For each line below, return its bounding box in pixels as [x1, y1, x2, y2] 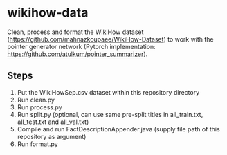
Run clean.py [17, 95, 55, 104]
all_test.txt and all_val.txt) [17, 118, 89, 126]
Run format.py [17, 140, 58, 148]
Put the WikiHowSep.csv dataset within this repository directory [17, 88, 200, 96]
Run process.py [17, 102, 62, 111]
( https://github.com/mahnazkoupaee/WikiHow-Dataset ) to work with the [7, 35, 214, 43]
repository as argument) [17, 132, 87, 140]
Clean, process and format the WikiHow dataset [7, 28, 144, 36]
